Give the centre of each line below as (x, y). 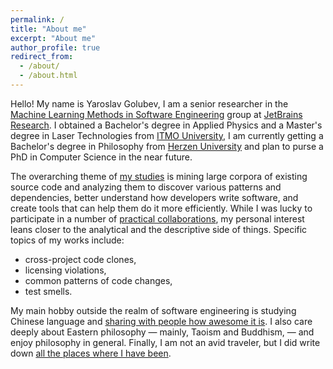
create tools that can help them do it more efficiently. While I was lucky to (161, 208)
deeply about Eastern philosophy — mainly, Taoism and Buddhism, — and (162, 332)
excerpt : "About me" (53, 38)
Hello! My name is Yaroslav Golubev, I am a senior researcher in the (149, 103)
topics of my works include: (67, 240)
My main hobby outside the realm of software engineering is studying (153, 310)
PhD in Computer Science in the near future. (101, 157)
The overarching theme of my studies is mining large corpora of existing (159, 176)
